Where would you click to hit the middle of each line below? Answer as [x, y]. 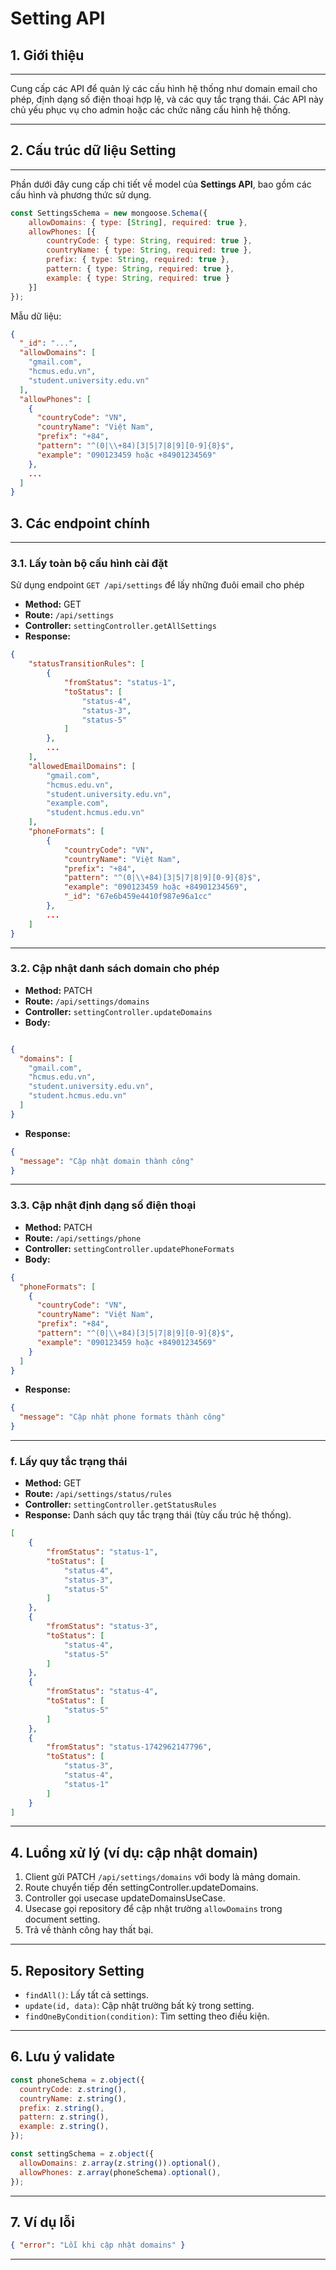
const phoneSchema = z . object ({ [77, 2080]
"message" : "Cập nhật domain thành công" [107, 1161]
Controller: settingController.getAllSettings [120, 626]
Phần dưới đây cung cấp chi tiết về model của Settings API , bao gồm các [161, 184]
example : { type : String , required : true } [138, 278]
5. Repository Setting [77, 1970]
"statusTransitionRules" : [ [86, 664]
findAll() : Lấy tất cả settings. [86, 1995]
